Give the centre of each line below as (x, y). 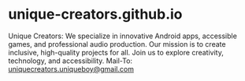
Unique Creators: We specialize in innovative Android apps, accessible (123, 36)
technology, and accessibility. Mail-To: (70, 61)
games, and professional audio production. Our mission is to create (117, 44)
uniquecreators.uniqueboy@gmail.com (71, 69)
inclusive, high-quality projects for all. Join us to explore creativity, (116, 52)
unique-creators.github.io (95, 14)
